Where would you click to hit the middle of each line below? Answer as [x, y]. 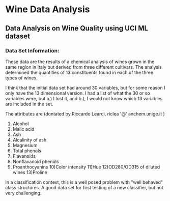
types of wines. [22, 78]
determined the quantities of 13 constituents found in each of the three [79, 72]
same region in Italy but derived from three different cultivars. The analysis [83, 67]
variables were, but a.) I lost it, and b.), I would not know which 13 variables [84, 98]
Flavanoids [24, 156]
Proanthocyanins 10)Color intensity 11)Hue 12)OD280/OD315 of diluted [86, 167]
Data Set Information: [32, 50]
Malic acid [23, 129]
